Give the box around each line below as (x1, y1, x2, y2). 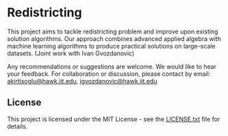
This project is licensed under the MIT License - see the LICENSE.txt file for (7, 115, 220, 123)
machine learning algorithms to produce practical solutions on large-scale (7, 42, 216, 50)
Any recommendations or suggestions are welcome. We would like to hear (7, 62, 217, 70)
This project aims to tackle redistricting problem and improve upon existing (7, 27, 218, 36)
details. (7, 122, 28, 131)
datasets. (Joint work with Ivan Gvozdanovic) (7, 49, 135, 57)
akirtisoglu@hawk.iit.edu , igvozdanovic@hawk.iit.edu (7, 77, 157, 85)
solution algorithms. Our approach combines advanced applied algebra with (7, 34, 221, 42)
